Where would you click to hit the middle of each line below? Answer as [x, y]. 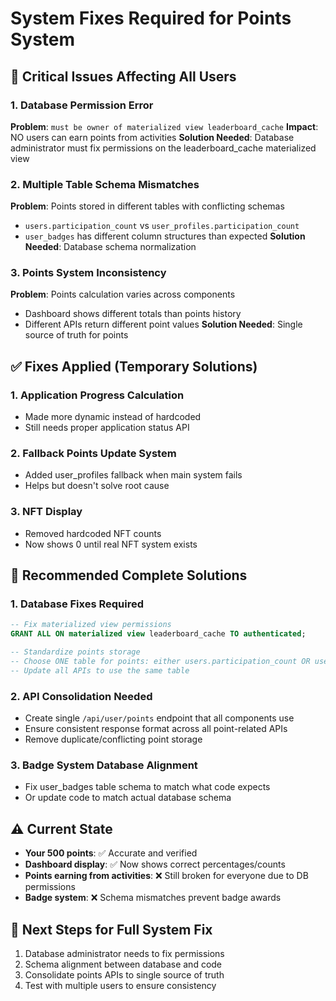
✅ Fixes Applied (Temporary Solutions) [134, 366]
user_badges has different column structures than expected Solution [165, 236]
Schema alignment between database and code [123, 964]
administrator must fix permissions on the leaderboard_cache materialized [163, 148]
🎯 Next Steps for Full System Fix [111, 929]
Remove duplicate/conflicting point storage [113, 739]
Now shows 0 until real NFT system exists [111, 544]
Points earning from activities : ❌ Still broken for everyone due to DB [166, 876]
